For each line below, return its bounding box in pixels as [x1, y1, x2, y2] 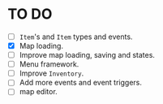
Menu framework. [19, 59, 79, 69]
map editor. [19, 87, 58, 97]
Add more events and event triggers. [19, 78, 143, 88]
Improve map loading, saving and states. [19, 50, 156, 60]
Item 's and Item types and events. [19, 32, 133, 41]
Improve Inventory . [19, 68, 84, 78]
